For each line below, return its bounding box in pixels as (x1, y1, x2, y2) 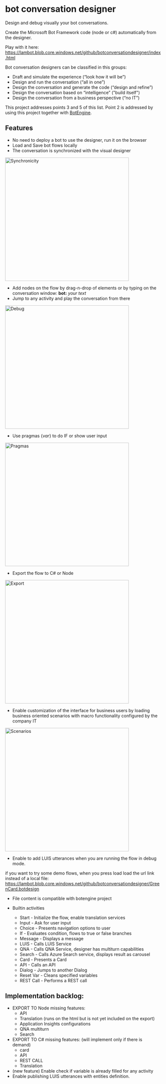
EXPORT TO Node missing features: (12, 1005, 85, 1011)
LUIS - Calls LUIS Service (19, 941, 72, 947)
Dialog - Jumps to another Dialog (19, 967, 87, 973)
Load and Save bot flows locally (12, 142, 78, 148)
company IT (12, 718, 37, 724)
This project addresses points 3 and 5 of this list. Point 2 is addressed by (5, 104, 153, 110)
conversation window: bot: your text (12, 290, 86, 296)
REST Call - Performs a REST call (19, 977, 87, 983)
